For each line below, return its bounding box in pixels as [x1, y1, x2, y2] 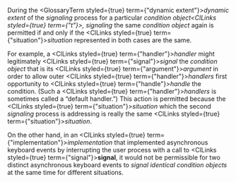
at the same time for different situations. [7, 169, 124, 176]
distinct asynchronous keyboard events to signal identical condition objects [7, 161, 228, 169]
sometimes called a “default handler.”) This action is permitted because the [7, 95, 226, 103]
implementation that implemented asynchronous [66, 138, 208, 147]
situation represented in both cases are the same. [47, 36, 192, 44]
